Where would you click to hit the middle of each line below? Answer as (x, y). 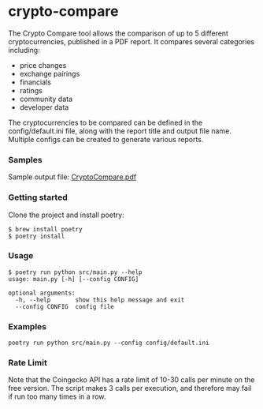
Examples (28, 326)
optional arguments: (42, 293)
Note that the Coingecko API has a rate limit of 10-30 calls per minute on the (131, 380)
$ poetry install (37, 236)
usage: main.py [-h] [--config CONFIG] (74, 279)
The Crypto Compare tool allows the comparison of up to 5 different (118, 33)
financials (35, 82)
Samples (25, 159)
